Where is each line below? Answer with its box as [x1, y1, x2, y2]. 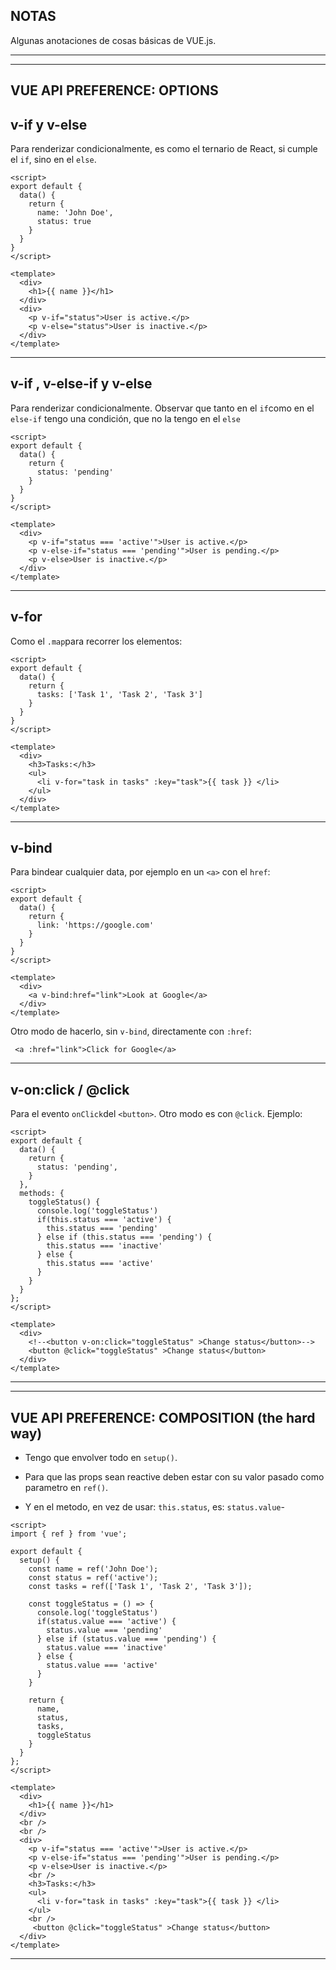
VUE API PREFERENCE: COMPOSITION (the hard [10, 1409, 316, 1426]
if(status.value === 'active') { [36, 1617, 177, 1627]
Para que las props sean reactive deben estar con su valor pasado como [24, 1471, 325, 1483]
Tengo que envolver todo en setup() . [24, 1452, 178, 1464]
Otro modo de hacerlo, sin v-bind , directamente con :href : [10, 1025, 252, 1038]
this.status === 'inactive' [46, 1241, 163, 1251]
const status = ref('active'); [28, 1573, 159, 1583]
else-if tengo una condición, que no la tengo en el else [10, 412, 241, 424]
